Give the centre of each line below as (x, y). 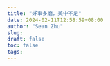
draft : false (26, 39)
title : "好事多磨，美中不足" (44, 13)
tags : (15, 52)
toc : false (23, 45)
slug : (15, 33)
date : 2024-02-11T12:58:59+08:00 (55, 20)
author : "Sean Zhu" (35, 26)
